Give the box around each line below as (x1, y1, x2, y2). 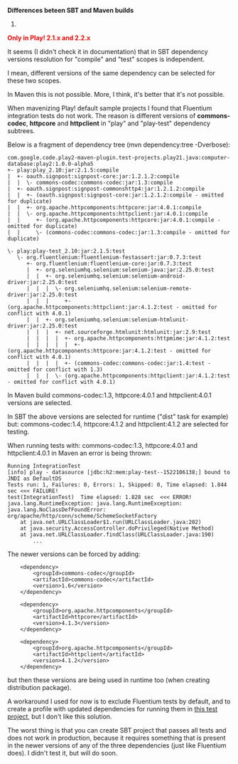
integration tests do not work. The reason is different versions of (7, 112, 196, 120)
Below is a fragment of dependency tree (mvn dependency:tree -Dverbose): (7, 140, 231, 149)
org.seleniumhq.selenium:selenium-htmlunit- (55, 316, 190, 323)
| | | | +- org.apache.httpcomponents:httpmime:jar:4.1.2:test (26, 335, 231, 342)
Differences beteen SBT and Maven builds (7, 6, 134, 14)
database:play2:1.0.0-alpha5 (7, 160, 94, 167)
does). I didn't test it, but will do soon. (7, 749, 118, 757)
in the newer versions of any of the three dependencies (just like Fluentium (7, 741, 227, 750)
